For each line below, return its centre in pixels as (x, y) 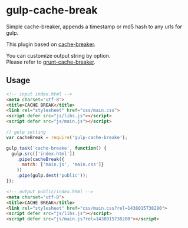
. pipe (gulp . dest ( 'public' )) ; (52, 176)
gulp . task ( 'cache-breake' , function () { (57, 148)
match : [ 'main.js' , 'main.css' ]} (63, 165)
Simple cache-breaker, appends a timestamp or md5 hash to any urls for (94, 27)
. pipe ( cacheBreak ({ (41, 159)
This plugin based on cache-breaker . (51, 44)
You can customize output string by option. (58, 55)
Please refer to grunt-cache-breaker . (51, 62)
